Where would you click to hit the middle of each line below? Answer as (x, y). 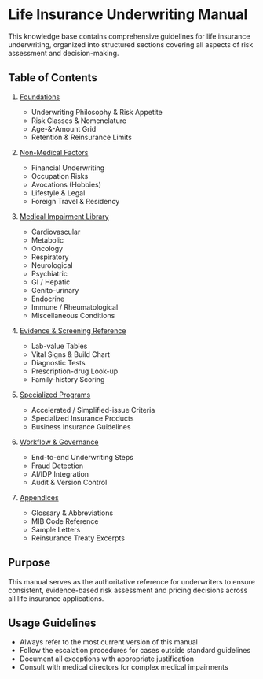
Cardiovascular (56, 232)
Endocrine (48, 299)
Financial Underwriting (68, 168)
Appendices (39, 497)
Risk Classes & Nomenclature (79, 121)
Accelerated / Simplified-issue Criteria (93, 410)
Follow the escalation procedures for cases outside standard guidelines (135, 651)
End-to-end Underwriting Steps (82, 457)
